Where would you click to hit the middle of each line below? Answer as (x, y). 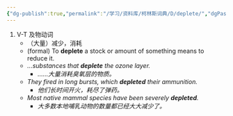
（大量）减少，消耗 (55, 43)
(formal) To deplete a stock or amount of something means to (115, 51)
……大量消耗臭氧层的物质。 (76, 74)
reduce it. (41, 58)
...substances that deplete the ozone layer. (89, 65)
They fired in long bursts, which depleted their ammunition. (112, 81)
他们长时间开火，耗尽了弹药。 (80, 90)
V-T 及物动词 (35, 34)
